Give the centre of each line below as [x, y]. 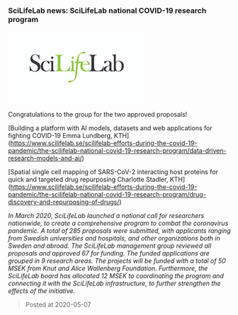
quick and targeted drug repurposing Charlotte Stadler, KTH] [97, 180]
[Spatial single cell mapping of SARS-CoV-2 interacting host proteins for [113, 172]
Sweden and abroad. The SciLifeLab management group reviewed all [110, 246]
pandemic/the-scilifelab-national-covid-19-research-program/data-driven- [117, 151]
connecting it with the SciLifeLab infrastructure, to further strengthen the [114, 283]
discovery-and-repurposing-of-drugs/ [64, 202]
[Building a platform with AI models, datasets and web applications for [110, 128]
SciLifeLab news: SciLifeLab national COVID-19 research [107, 11]
